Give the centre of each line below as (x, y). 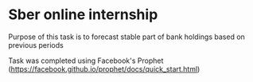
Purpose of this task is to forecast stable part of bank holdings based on (127, 37)
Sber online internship (83, 15)
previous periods (36, 45)
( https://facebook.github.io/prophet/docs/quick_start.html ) (104, 68)
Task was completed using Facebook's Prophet (86, 61)
